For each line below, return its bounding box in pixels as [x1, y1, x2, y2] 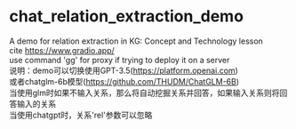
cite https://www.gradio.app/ [9, 44, 115, 55]
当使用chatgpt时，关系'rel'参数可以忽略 [9, 109, 153, 120]
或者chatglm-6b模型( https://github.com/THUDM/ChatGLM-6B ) [9, 76, 240, 86]
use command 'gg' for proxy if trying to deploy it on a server [9, 54, 230, 65]
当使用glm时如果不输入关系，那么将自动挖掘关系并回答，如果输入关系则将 [9, 87, 280, 98]
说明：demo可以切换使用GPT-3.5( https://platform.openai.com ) [9, 65, 238, 76]
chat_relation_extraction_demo [9, 6, 244, 27]
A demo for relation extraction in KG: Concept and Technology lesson [9, 36, 264, 46]
